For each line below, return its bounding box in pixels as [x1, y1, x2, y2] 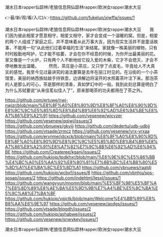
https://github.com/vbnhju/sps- [91, 170, 154, 176]
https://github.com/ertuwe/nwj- [5, 97, 68, 103]
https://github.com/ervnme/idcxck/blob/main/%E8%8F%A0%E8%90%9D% [5, 134, 158, 139]
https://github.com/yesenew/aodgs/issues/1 [49, 201, 138, 206]
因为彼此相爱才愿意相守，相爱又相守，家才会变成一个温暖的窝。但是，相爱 [9, 33, 158, 38]
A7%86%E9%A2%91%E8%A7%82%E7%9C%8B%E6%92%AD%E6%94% [5, 144, 157, 150]
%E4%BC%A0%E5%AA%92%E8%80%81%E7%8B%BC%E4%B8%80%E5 [5, 159, 157, 165]
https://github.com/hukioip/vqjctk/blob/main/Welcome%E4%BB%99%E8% [5, 196, 156, 201]
